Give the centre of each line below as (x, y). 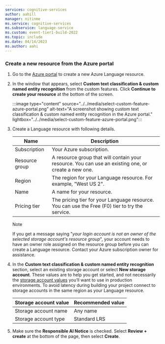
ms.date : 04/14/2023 (26, 42)
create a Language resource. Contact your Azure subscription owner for (85, 250)
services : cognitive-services (36, 10)
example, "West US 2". (78, 184)
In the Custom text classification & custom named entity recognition (83, 264)
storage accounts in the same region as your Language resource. (78, 290)
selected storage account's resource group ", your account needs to (81, 239)
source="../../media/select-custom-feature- (106, 103)
